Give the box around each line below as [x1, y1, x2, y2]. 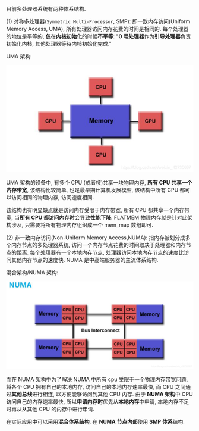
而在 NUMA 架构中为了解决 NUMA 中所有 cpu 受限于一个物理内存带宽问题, [6, 376, 188, 383]
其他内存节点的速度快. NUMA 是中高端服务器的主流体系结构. [11, 256, 159, 263]
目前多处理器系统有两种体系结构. [6, 5, 86, 12]
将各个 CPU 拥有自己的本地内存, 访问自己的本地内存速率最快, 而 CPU [6, 383, 174, 391]
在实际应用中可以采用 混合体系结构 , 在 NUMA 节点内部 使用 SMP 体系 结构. [6, 418, 185, 426]
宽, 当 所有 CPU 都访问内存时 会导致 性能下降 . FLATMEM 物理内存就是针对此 [6, 214, 188, 221]
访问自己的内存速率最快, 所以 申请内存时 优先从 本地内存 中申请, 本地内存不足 [6, 398, 189, 405]
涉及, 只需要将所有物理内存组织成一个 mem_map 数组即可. [11, 221, 154, 228]
